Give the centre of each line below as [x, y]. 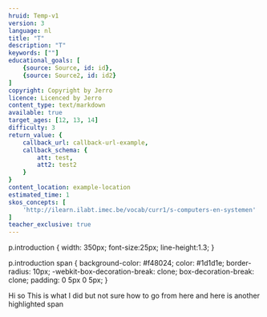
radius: [20, 272]
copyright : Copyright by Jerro [61, 90]
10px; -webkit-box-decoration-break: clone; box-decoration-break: [144, 272]
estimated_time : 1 [39, 195]
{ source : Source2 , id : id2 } [69, 75]
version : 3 [26, 23]
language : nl [30, 30]
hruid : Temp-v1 [34, 16]
